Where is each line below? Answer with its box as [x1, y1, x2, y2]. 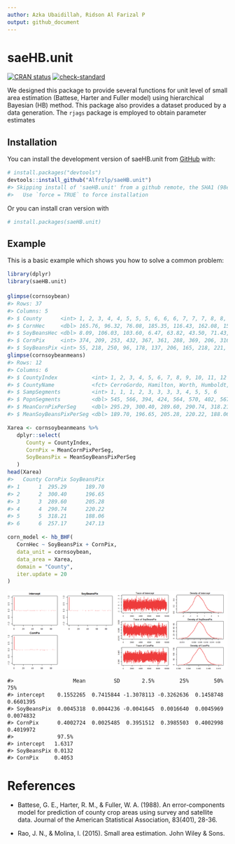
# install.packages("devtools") [7, 169, 101, 176]
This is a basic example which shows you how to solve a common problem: [7, 256, 224, 265]
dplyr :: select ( [16, 431, 61, 438]
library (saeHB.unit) [7, 278, 68, 285]
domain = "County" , [16, 563, 73, 570]
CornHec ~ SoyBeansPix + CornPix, [16, 541, 117, 548]
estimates [7, 116, 36, 124]
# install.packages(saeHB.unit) [7, 218, 101, 225]
